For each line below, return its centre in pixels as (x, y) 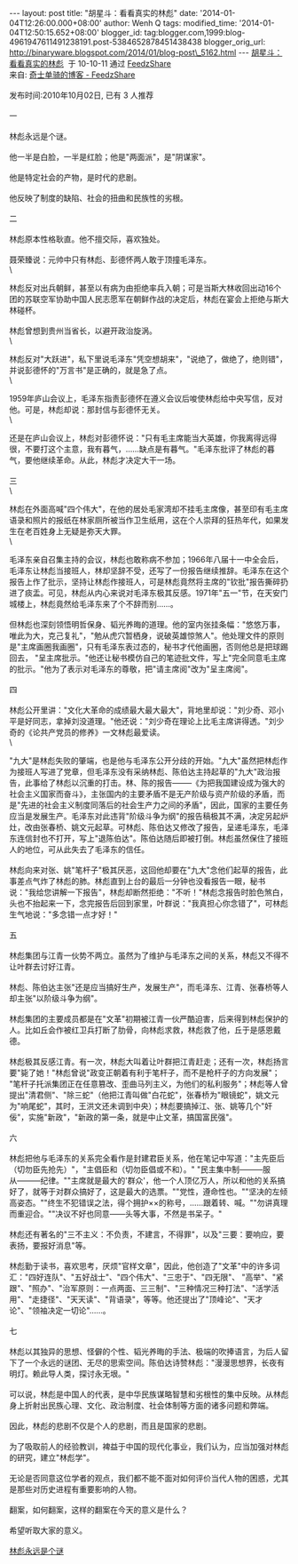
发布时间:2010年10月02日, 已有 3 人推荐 (82, 95)
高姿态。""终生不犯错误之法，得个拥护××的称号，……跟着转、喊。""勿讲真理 (149, 1203)
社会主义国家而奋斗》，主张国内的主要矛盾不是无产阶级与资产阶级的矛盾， (143, 794)
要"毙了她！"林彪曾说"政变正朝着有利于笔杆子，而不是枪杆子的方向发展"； (145, 1073)
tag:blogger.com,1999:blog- (195, 32)
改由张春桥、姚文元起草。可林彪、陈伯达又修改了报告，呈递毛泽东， (149, 827)
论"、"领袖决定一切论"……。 (60, 1310)
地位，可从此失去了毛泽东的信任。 (86, 850)
